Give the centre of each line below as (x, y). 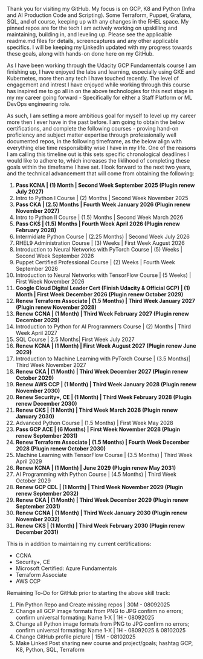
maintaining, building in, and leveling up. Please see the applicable (89, 34)
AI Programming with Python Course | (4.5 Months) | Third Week (96, 474)
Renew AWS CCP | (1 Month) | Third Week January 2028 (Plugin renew (106, 384)
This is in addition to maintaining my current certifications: (79, 544)
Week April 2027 (37, 333)
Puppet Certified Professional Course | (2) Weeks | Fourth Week (95, 262)
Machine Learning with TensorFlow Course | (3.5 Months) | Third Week (104, 455)
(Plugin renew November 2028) (56, 307)
